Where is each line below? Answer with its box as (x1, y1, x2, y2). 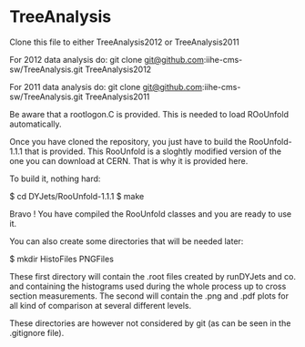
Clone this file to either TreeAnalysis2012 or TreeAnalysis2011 (9, 36, 239, 47)
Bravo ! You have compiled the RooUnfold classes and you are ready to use (9, 208, 292, 219)
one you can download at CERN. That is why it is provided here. (9, 155, 249, 166)
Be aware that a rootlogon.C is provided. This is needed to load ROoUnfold (9, 108, 290, 119)
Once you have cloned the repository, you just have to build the (9, 136, 248, 147)
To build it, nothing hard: (9, 173, 101, 184)
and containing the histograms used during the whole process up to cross (9, 281, 287, 291)
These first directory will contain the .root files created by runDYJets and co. (9, 270, 297, 281)
